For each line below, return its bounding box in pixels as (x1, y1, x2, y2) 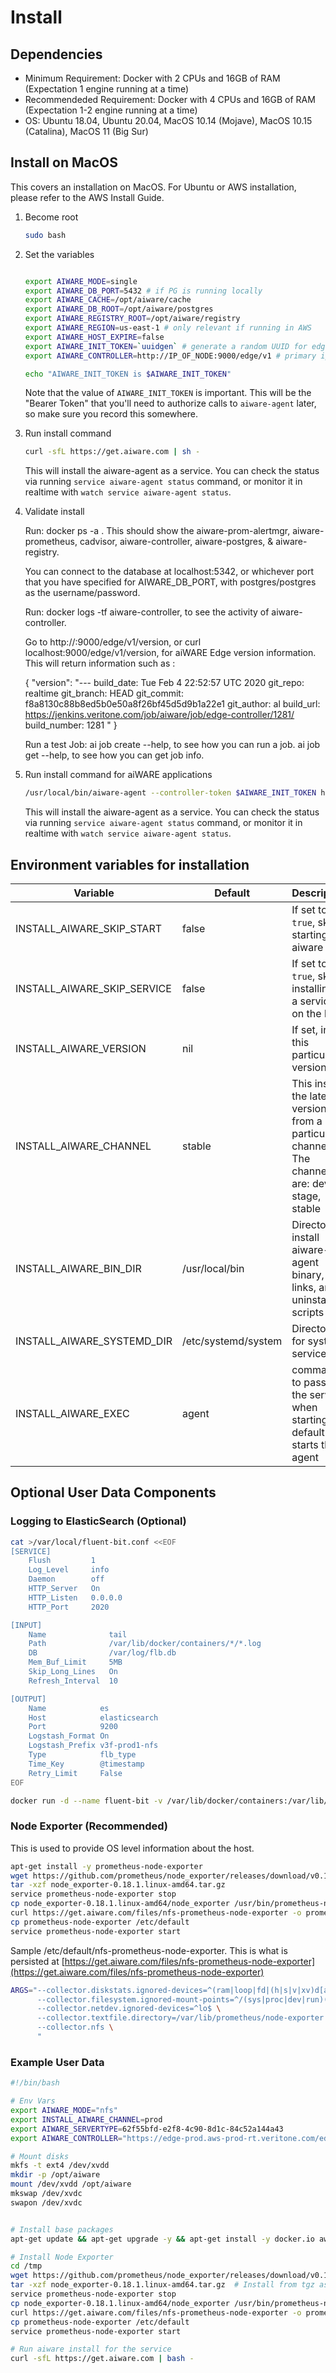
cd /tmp (10, 2261, 43, 2271)
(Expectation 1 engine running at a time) (24, 83, 189, 95)
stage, (291, 1189, 322, 1203)
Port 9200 (28, 1722, 118, 1732)
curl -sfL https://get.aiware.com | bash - (10, 2354, 195, 2364)
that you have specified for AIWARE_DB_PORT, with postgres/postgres (24, 576, 317, 588)
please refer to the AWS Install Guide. (10, 191, 165, 203)
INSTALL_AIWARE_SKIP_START (15, 922, 163, 935)
